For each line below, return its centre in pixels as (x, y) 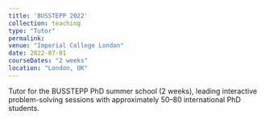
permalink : (27, 38)
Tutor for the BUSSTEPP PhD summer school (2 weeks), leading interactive (133, 91)
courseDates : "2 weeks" (48, 61)
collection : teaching (45, 23)
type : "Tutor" (32, 31)
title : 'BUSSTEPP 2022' (48, 16)
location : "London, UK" (48, 68)
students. (24, 108)
